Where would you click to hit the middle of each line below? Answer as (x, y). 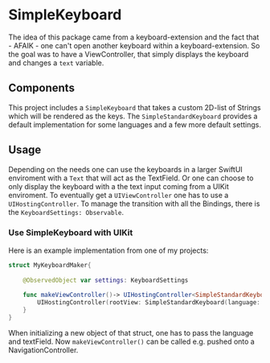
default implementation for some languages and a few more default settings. (135, 124)
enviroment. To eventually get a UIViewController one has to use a (119, 195)
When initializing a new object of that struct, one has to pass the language (131, 332)
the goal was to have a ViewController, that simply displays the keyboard (129, 54)
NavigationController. (43, 350)
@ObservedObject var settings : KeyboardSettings (106, 280)
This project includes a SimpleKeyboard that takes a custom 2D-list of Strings (135, 107)
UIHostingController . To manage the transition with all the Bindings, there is (134, 204)
